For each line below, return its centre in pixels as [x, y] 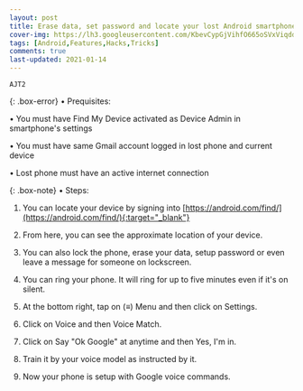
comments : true [38, 51]
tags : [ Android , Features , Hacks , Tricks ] [84, 43]
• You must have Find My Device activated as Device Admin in [125, 119]
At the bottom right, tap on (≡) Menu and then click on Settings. [140, 307]
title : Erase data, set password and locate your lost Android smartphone [153, 26]
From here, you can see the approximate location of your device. [142, 235]
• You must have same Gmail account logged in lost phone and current [141, 146]
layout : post [34, 18]
